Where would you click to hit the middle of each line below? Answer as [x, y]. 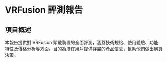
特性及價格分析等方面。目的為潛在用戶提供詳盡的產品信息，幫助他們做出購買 [84, 49]
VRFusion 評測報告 [44, 10]
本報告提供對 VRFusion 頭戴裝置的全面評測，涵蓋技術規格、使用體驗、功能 [82, 43]
